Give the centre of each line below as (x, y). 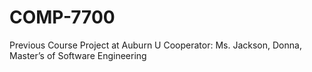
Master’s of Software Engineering (78, 55)
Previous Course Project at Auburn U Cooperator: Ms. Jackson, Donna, (155, 45)
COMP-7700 (62, 17)
